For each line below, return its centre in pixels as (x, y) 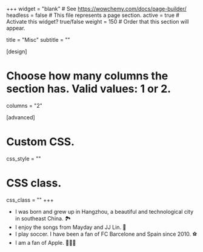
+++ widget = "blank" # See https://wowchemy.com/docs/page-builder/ (96, 9)
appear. (16, 28)
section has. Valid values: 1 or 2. (89, 89)
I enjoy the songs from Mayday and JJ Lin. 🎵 (71, 227)
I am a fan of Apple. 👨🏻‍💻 (45, 242)
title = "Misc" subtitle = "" (38, 40)
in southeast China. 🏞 (43, 218)
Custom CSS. (40, 142)
